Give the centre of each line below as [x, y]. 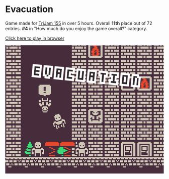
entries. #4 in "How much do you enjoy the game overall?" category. [76, 28]
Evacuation [29, 9]
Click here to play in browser [35, 38]
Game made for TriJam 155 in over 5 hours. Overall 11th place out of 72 [79, 23]
